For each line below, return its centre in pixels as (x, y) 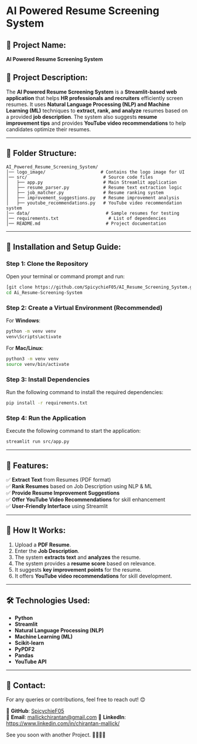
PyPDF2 (25, 649)
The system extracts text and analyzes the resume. (77, 557)
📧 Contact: (26, 685)
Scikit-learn (29, 643)
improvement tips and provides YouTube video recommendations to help (96, 123)
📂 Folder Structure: (42, 153)
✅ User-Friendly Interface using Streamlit (57, 506)
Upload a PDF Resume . (43, 545)
